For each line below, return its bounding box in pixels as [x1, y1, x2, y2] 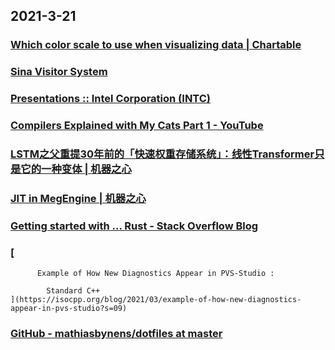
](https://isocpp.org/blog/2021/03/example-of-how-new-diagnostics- [10, 295, 302, 305]
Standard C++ [46, 286, 101, 296]
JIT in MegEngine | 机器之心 [10, 191, 147, 205]
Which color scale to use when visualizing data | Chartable [10, 38, 302, 52]
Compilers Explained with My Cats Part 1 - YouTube [10, 119, 264, 133]
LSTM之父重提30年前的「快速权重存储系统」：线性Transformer [10, 147, 315, 161]
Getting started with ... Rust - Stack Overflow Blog [10, 219, 259, 233]
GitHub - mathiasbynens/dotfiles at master [10, 327, 223, 341]
